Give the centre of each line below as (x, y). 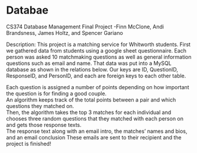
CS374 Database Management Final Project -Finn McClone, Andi (85, 27)
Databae (27, 10)
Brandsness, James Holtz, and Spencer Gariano (64, 32)
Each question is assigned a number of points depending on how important (98, 87)
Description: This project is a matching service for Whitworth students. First (98, 44)
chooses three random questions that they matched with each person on (95, 118)
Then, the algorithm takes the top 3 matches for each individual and (89, 112)
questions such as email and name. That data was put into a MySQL (89, 63)
